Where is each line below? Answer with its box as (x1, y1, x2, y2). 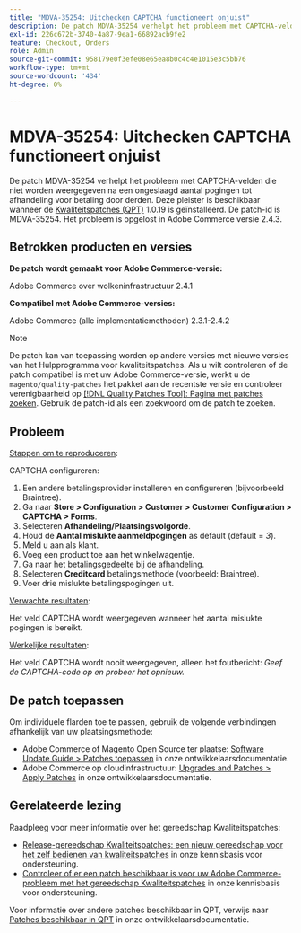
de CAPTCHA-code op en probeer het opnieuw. (9, 666, 185, 678)
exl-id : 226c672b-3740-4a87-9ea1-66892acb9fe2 (9, 30, 186, 39)
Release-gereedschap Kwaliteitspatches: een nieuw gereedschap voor (21, 839, 284, 849)
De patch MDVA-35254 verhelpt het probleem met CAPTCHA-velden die (9, 175, 277, 186)
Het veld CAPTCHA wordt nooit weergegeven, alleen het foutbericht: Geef (9, 657, 283, 668)
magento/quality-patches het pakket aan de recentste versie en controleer (9, 379, 284, 390)
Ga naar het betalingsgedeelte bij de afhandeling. (21, 559, 205, 570)
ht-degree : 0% (9, 80, 63, 89)
